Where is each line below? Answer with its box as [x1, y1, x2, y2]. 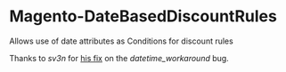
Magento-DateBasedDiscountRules [9, 6, 278, 27]
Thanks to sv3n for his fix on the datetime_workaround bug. [9, 52, 229, 63]
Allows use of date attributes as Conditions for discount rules [9, 36, 233, 46]
